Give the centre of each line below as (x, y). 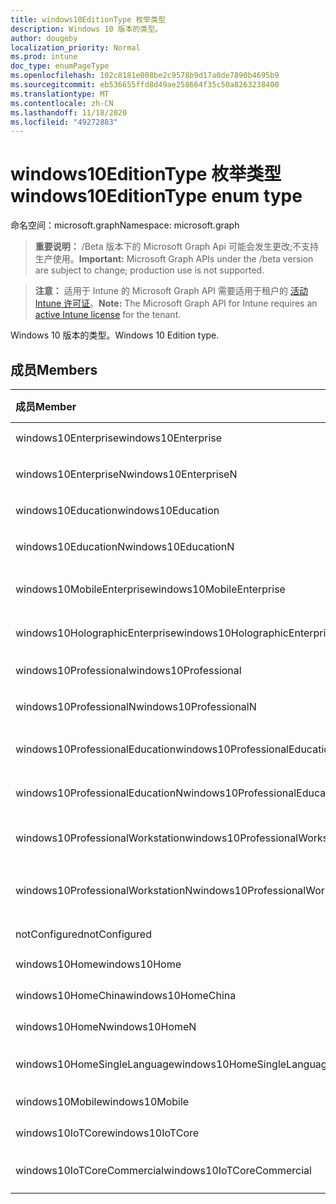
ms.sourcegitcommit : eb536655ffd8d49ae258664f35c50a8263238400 (145, 85)
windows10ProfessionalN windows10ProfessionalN (136, 706)
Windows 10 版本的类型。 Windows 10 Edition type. (115, 335)
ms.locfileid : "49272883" (64, 122)
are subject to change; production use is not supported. (149, 270)
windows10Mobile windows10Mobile (102, 1101)
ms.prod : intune (44, 57)
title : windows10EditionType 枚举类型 (88, 19)
